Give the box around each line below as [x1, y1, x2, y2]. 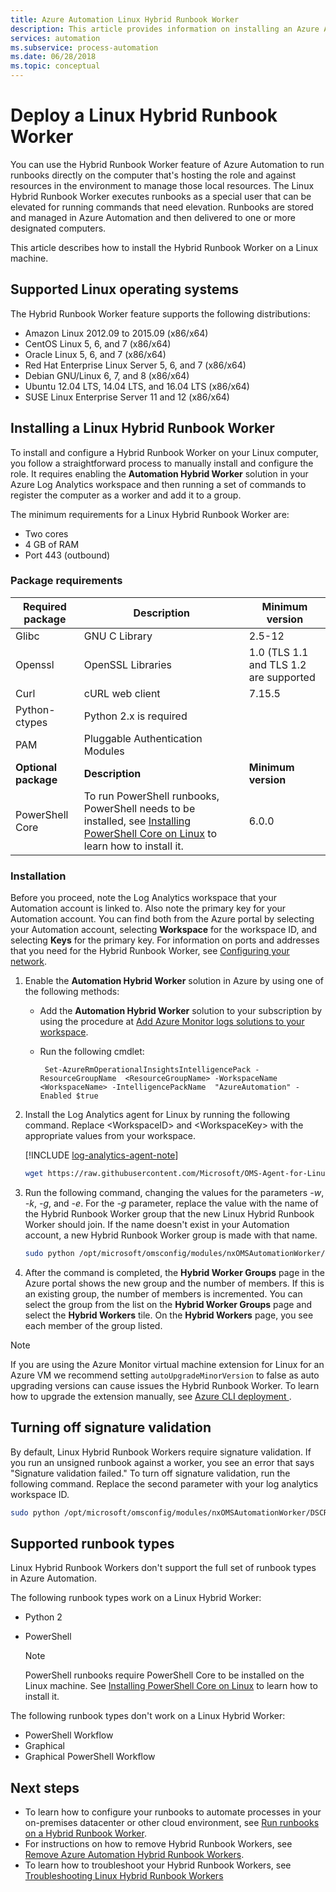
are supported [248, 670, 316, 684]
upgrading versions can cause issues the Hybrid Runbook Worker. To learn [10, 1379, 320, 1391]
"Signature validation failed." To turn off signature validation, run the [10, 1467, 291, 1479]
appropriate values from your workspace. [24, 1130, 197, 1142]
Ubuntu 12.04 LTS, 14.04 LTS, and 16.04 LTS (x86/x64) [24, 380, 250, 392]
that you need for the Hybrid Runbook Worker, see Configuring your [10, 945, 290, 957]
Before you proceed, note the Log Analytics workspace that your [10, 892, 277, 904]
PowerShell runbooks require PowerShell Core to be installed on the [24, 1669, 305, 1681]
